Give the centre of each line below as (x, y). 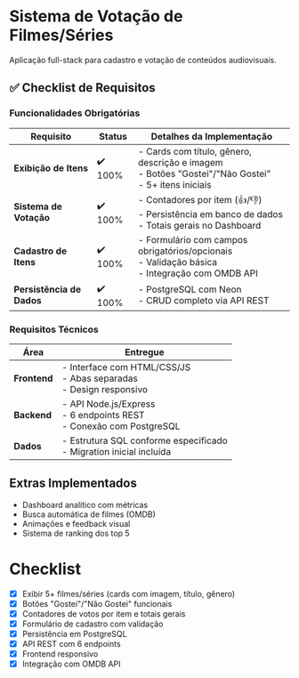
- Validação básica (178, 262)
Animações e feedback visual (76, 523)
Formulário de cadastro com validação (93, 624)
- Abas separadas (100, 378)
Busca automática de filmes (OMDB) (89, 514)
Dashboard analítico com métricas (85, 504)
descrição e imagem (180, 162)
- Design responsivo (105, 389)
